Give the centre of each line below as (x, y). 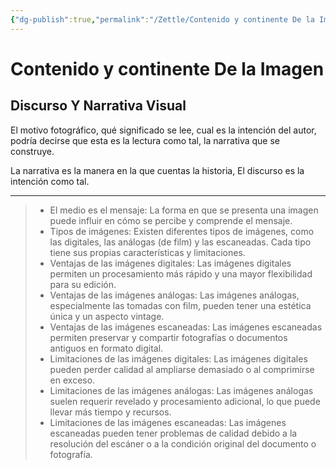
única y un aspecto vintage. (107, 316)
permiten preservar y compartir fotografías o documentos (168, 337)
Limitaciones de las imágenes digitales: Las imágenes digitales (178, 358)
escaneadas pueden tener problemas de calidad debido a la (173, 433)
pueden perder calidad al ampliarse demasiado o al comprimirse (182, 369)
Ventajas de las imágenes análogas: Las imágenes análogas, (174, 295)
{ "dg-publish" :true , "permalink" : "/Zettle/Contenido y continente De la (162, 19)
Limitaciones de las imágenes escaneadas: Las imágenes (168, 422)
